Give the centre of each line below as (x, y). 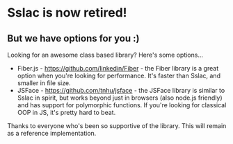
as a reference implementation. (52, 133)
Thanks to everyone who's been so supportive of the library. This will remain (117, 126)
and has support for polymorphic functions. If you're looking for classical (122, 105)
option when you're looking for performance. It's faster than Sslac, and (119, 75)
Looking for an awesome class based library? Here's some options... (105, 55)
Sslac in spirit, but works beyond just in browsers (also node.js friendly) (120, 98)
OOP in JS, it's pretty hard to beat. (66, 112)
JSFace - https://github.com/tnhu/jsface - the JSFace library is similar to (121, 90)
